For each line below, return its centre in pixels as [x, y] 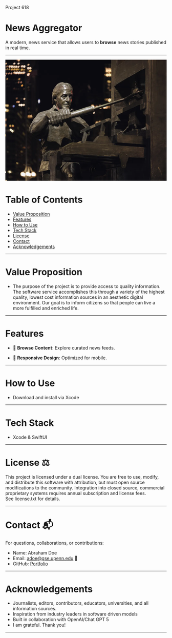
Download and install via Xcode [46, 397]
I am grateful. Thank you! [39, 625]
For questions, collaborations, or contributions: [55, 543]
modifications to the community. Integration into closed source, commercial [85, 488]
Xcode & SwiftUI [30, 437]
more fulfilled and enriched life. [46, 308]
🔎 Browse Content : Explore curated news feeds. [64, 347]
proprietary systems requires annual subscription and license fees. [76, 493]
